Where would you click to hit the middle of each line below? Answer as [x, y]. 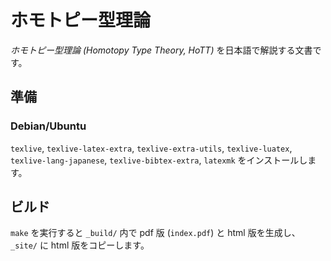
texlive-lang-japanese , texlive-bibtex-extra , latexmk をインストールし [159, 160]
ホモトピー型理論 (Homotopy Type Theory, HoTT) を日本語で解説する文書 [161, 50]
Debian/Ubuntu [48, 126]
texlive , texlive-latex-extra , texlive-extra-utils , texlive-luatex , [151, 148]
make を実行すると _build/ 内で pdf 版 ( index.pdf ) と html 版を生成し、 [155, 233]
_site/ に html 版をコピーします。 [80, 245]
